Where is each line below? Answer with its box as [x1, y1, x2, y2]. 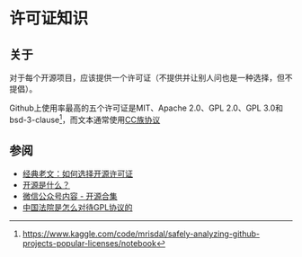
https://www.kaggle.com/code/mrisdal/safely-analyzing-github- [22, 228, 261, 239]
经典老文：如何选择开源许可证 [22, 168, 133, 180]
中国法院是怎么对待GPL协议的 [22, 202, 133, 213]
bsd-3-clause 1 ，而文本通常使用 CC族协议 [9, 113, 161, 125]
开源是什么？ [22, 180, 70, 191]
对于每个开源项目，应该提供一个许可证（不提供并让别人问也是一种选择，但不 [9, 73, 293, 83]
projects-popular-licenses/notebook [22, 238, 157, 249]
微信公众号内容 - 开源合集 [22, 191, 119, 202]
